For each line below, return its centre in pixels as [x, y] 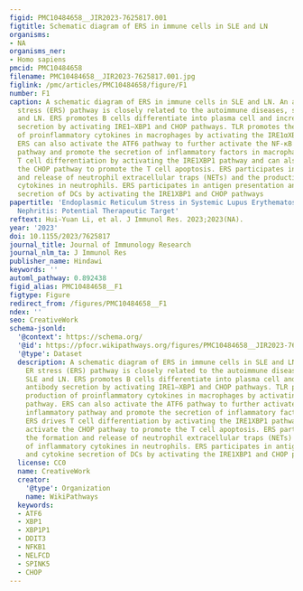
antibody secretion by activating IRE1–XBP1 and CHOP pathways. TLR [157, 388]
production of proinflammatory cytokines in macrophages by [141, 396]
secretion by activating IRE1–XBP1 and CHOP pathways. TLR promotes [149, 127]
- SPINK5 [34, 564]
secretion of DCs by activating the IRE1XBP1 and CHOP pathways [141, 194]
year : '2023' [34, 228]
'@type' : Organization [68, 488]
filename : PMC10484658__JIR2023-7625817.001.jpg [102, 77]
